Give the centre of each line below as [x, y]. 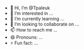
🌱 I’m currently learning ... [37, 19]
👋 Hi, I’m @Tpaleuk [30, 8]
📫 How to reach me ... [34, 30]
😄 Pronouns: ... [26, 37]
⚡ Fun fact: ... [24, 43]
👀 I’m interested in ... [32, 13]
